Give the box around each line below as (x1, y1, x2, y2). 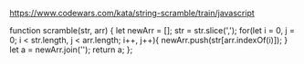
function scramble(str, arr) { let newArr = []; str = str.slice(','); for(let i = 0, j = (9, 25, 295, 35)
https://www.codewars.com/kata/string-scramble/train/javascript (9, 8, 256, 18)
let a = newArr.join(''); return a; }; (9, 44, 133, 55)
